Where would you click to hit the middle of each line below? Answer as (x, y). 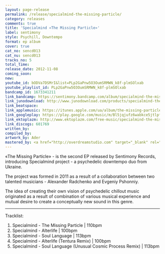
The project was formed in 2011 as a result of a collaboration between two (80, 176)
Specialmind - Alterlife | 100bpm (45, 230)
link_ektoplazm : (22, 119)
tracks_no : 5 (18, 60)
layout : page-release (27, 10)
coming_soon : (18, 74)
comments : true (21, 23)
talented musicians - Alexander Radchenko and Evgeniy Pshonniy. (72, 182)
